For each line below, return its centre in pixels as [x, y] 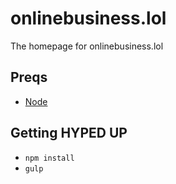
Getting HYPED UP [69, 133]
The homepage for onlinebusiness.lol [87, 46]
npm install [49, 158]
